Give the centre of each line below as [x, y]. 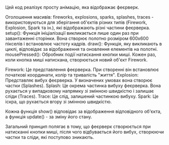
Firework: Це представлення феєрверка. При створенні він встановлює [82, 69]
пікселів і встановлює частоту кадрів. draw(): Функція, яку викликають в [84, 44]
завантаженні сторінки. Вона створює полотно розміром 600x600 [77, 38]
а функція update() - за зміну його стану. [49, 117]
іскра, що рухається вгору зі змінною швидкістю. [59, 102]
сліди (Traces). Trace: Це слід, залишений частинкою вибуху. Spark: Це [82, 96]
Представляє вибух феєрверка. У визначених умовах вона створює [79, 80]
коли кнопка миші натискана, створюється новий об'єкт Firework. [76, 60]
